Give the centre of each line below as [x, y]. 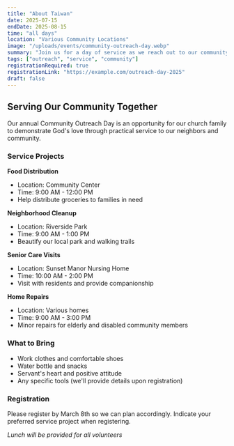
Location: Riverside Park [52, 226]
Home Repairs [28, 297]
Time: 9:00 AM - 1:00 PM [53, 234]
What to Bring [31, 344]
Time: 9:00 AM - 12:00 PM [55, 192]
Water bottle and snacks [52, 366]
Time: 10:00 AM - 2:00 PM [55, 276]
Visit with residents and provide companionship [86, 284]
